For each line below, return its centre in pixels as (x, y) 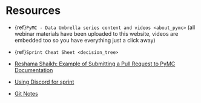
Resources (33, 11)
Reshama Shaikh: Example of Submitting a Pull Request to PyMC (95, 64)
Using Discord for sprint (44, 82)
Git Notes (26, 93)
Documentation (34, 70)
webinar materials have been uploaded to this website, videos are (96, 33)
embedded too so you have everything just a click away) (85, 40)
